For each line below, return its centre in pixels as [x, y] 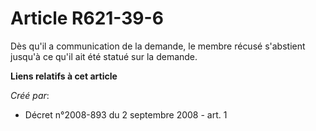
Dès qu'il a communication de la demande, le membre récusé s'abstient [158, 46]
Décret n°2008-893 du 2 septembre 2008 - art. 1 [126, 114]
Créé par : [30, 95]
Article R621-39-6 [87, 18]
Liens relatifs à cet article [64, 76]
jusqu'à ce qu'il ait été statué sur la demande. [104, 56]
